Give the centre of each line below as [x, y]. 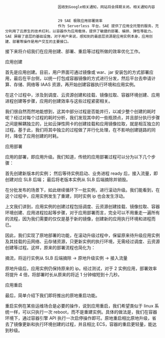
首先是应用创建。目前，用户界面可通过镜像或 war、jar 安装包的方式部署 [77, 72]
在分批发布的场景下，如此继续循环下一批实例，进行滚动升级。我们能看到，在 [82, 190]
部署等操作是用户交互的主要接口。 [41, 42]
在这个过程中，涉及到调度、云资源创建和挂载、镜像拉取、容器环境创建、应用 [82, 95]
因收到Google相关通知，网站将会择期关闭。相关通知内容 [107, 7]
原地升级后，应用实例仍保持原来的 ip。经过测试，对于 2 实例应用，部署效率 [81, 268]
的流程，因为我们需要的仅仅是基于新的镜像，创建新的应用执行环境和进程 [78, 219]
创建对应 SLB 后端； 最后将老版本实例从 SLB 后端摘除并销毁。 [68, 180]
